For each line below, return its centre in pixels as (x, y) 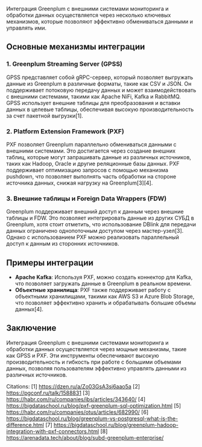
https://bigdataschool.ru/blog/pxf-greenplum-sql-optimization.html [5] (94, 405)
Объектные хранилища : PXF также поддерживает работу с (93, 290)
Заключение (31, 328)
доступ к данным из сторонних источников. (63, 244)
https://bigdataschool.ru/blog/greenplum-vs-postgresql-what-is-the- (92, 418)
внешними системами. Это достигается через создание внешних (91, 151)
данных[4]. (29, 309)
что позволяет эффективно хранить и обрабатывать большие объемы (105, 303)
